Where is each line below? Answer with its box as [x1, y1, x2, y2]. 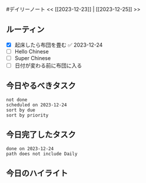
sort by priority [6, 112, 49, 118]
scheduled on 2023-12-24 [6, 102, 67, 108]
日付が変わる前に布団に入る [14, 62, 82, 69]
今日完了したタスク [6, 129, 76, 140]
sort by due [6, 107, 35, 113]
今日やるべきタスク [6, 81, 76, 91]
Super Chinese [14, 54, 51, 61]
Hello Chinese [14, 48, 49, 55]
